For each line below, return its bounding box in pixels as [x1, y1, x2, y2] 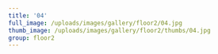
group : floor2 [8, 33, 55, 42]
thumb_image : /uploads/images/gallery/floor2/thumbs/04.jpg [8, 26, 212, 34]
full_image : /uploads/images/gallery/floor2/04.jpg [8, 19, 182, 27]
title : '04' [8, 11, 48, 20]
